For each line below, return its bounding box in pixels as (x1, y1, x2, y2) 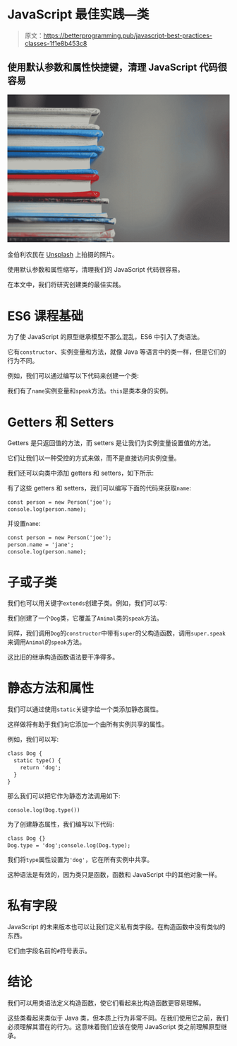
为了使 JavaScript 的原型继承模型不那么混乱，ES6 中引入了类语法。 (7, 333, 204, 341)
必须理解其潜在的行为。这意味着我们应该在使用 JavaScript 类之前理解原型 (7, 1023, 221, 1031)
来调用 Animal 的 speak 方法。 (7, 638, 86, 646)
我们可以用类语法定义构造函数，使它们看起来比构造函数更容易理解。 (7, 999, 205, 1007)
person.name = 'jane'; (7, 541, 74, 548)
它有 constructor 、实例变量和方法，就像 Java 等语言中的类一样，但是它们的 (7, 347, 226, 356)
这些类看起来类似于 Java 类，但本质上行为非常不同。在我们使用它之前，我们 (7, 1013, 229, 1023)
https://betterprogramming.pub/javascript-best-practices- (43, 31, 213, 40)
